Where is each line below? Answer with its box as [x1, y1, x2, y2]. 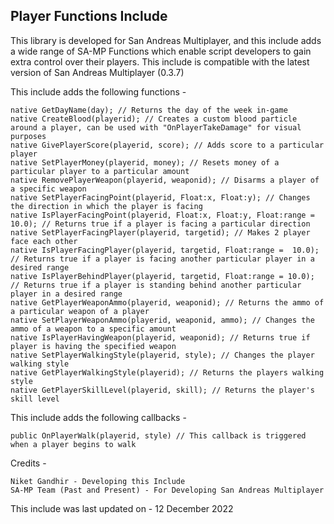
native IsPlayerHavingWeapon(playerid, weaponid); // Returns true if [10, 332, 311, 343]
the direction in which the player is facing [10, 201, 203, 211]
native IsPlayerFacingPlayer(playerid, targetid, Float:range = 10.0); [10, 245, 320, 255]
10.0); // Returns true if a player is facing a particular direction [10, 219, 311, 229]
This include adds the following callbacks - [10, 411, 187, 423]
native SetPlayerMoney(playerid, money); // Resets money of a [10, 157, 280, 168]
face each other [10, 236, 78, 246]
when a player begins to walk [10, 439, 137, 449]
